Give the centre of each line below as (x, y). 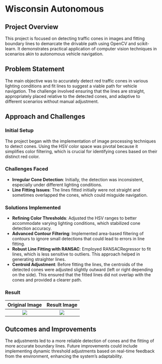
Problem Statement (35, 69)
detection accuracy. (32, 228)
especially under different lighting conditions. (57, 185)
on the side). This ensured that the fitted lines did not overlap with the (81, 275)
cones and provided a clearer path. (47, 280)
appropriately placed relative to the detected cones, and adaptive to (73, 96)
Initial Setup (19, 130)
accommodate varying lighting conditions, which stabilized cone (76, 223)
